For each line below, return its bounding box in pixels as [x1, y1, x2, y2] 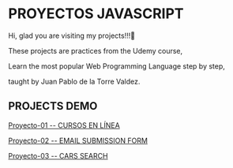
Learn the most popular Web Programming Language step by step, [8, 61, 225, 71]
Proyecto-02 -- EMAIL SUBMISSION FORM [8, 136, 148, 145]
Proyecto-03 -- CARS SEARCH [8, 151, 108, 160]
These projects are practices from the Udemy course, [8, 46, 183, 55]
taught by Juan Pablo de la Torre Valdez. [8, 77, 141, 86]
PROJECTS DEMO [8, 99, 98, 113]
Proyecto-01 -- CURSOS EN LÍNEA [8, 120, 120, 130]
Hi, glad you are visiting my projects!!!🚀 [8, 31, 136, 40]
